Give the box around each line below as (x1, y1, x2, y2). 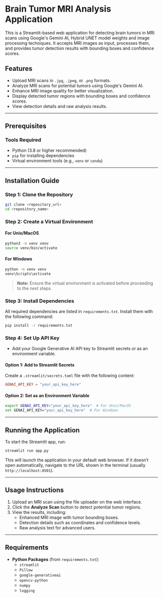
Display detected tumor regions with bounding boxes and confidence (12, 93, 150, 99)
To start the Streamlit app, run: (5, 439, 66, 445)
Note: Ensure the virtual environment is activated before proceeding (16, 280, 154, 286)
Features (5, 65, 33, 73)
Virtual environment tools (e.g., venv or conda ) (12, 158, 103, 164)
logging (19, 588, 35, 593)
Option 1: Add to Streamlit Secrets (5, 362, 75, 368)
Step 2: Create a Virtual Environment (5, 218, 93, 225)
